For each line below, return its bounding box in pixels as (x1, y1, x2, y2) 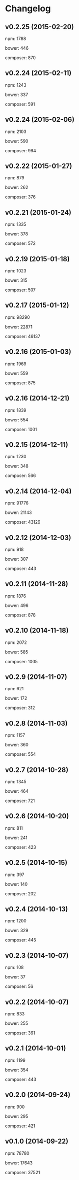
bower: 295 (5, 1113, 28, 1119)
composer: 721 (5, 798, 35, 804)
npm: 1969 (5, 361, 26, 367)
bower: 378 (5, 231, 28, 237)
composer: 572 (5, 240, 36, 246)
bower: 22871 (5, 324, 33, 330)
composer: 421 (5, 1123, 35, 1129)
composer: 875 (5, 380, 36, 386)
